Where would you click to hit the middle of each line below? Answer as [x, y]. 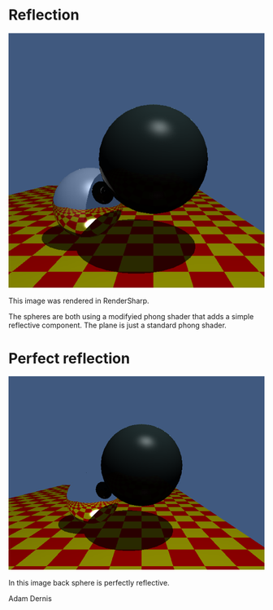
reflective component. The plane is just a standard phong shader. [118, 325]
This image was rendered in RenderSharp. [79, 301]
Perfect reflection [69, 358]
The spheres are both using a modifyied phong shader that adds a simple [131, 317]
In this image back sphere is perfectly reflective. [89, 582]
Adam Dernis [30, 598]
